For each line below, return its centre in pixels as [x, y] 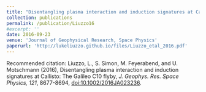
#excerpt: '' [23, 29]
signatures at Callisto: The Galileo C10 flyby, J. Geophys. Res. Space [93, 76]
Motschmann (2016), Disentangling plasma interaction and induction [93, 69]
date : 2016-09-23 [29, 35]
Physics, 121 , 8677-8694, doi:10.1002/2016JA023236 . [74, 82]
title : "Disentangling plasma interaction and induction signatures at [100, 12]
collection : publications [39, 18]
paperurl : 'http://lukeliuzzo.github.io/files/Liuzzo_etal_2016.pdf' [97, 46]
